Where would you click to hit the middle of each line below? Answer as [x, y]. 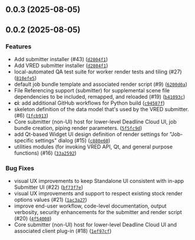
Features [19, 46]
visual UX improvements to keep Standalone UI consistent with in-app [99, 181]
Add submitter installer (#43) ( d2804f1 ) [61, 59]
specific [24, 141]
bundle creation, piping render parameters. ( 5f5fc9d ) [78, 128]
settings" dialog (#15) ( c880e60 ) [72, 141]
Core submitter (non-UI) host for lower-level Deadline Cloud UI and [95, 225]
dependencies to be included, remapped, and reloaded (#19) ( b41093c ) [100, 97]
